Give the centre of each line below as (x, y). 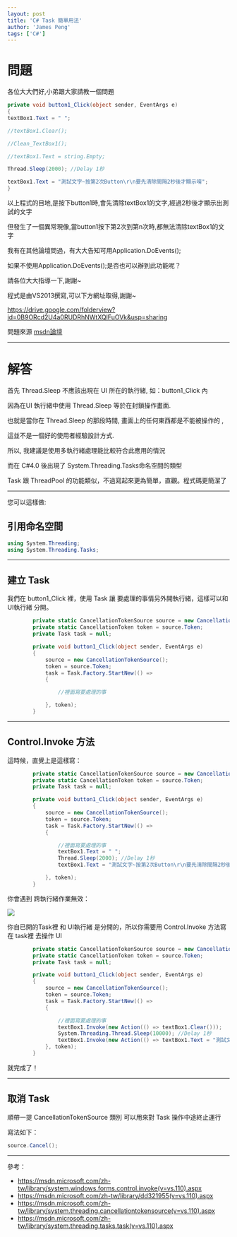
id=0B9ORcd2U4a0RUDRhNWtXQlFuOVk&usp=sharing (87, 317)
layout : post (26, 14)
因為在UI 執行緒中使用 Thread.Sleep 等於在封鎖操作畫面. (89, 406)
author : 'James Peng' (39, 27)
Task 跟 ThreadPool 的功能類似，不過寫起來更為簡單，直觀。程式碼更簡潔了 (117, 480)
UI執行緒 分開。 (30, 608)
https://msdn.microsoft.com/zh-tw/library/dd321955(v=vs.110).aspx (115, 1195)
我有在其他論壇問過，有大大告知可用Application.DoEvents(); (94, 251)
